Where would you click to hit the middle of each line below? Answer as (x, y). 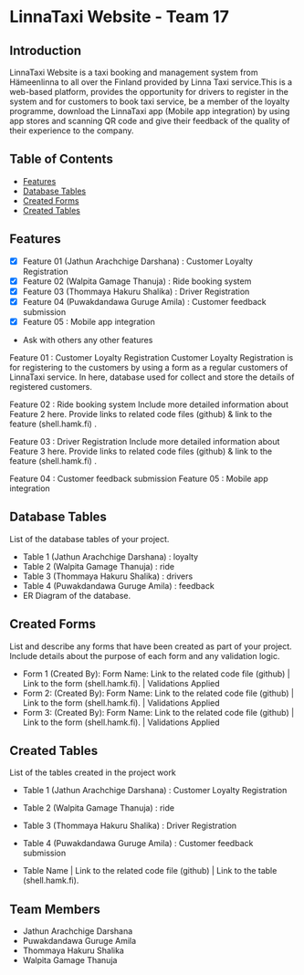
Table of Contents (62, 159)
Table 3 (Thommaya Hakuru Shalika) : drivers (108, 576)
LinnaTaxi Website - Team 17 (120, 17)
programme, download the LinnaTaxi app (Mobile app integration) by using (150, 111)
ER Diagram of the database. (77, 595)
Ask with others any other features (88, 340)
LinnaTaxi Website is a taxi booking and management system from (134, 72)
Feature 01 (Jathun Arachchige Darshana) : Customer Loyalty (138, 261)
